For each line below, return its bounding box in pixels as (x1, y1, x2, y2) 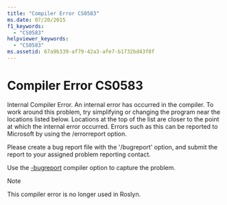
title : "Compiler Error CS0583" (7, 10, 99, 17)
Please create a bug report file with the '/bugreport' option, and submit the (7, 143, 218, 151)
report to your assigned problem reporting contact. (7, 150, 151, 158)
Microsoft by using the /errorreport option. (7, 130, 127, 138)
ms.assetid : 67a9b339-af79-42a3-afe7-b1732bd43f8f (7, 49, 155, 56)
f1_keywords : (7, 23, 45, 29)
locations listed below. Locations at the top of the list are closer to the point (7, 114, 219, 123)
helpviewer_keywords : (7, 36, 69, 43)
